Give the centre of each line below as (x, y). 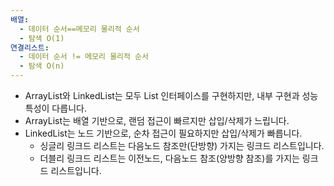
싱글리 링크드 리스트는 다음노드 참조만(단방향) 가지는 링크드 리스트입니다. (182, 145)
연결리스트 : (30, 47)
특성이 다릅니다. (55, 108)
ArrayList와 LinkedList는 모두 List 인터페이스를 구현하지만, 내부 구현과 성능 (171, 95)
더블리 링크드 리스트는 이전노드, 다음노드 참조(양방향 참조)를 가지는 (169, 158)
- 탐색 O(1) (42, 38)
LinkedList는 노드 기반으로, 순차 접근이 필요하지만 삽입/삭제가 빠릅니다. (163, 133)
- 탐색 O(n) (42, 66)
